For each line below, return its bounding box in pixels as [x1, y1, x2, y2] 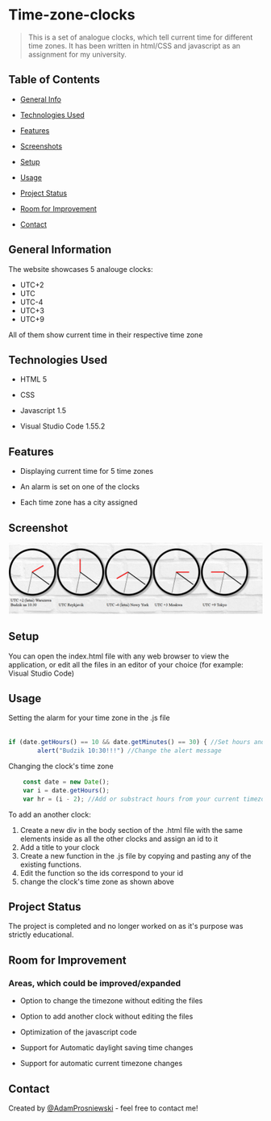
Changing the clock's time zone [8, 761, 115, 772]
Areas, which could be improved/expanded [8, 977, 181, 989]
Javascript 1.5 [19, 406, 67, 416]
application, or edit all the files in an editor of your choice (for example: [8, 659, 244, 669]
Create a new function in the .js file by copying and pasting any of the [19, 851, 252, 860]
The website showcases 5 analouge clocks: [8, 264, 153, 274]
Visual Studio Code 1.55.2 [19, 421, 106, 431]
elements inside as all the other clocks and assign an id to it [19, 834, 219, 843]
